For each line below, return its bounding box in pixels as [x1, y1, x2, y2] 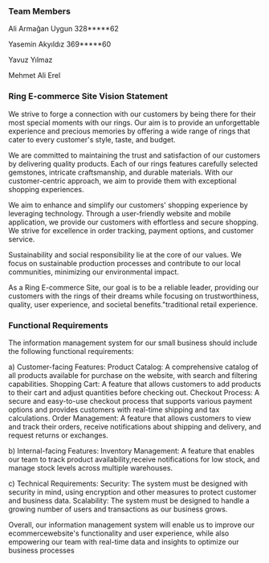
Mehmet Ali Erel [8, 71, 61, 80]
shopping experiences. [8, 184, 84, 194]
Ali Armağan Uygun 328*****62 [8, 24, 119, 34]
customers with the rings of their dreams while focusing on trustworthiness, [8, 291, 259, 301]
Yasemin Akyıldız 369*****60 [8, 39, 112, 49]
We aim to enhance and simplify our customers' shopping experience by [8, 199, 249, 210]
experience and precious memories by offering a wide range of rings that [8, 126, 251, 136]
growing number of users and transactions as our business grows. [8, 504, 228, 514]
